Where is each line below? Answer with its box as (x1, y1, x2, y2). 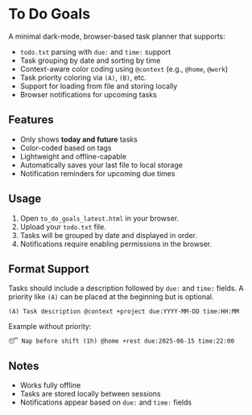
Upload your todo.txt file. (19, 222, 106, 232)
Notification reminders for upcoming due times (19, 168, 176, 178)
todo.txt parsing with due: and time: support (19, 47, 171, 56)
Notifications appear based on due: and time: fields (19, 397, 192, 407)
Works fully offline (19, 380, 81, 390)
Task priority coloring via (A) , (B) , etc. (19, 72, 147, 82)
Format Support (8, 262, 90, 276)
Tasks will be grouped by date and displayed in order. (19, 230, 198, 240)
